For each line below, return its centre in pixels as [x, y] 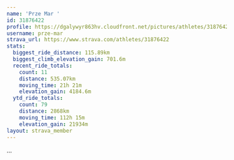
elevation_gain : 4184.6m [55, 92]
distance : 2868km [44, 111]
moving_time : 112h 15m [52, 117]
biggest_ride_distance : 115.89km [61, 53]
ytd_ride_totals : [38, 99]
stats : [16, 46]
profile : [19, 27]
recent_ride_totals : [43, 66]
